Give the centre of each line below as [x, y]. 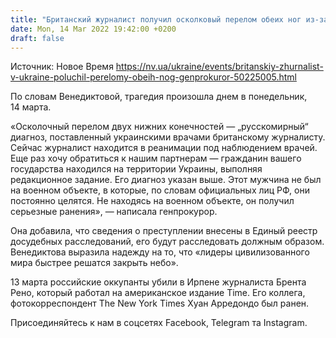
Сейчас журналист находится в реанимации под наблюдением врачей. [164, 148]
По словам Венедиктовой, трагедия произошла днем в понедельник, [159, 97]
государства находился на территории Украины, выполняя [136, 169]
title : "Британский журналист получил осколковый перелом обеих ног [156, 19]
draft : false [37, 38]
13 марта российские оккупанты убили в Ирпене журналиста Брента [158, 282]
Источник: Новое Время [62, 67]
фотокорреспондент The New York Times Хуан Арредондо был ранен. [160, 303]
